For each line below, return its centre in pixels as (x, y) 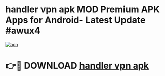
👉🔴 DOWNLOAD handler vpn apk (77, 66)
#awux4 (23, 31)
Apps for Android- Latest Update (75, 20)
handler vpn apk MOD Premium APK (83, 9)
